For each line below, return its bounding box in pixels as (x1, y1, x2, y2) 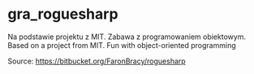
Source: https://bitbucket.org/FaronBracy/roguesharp (7, 56, 186, 66)
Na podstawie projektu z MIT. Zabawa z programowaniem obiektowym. (7, 32, 247, 41)
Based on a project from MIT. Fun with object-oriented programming (7, 40, 236, 50)
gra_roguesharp (7, 5, 118, 24)
